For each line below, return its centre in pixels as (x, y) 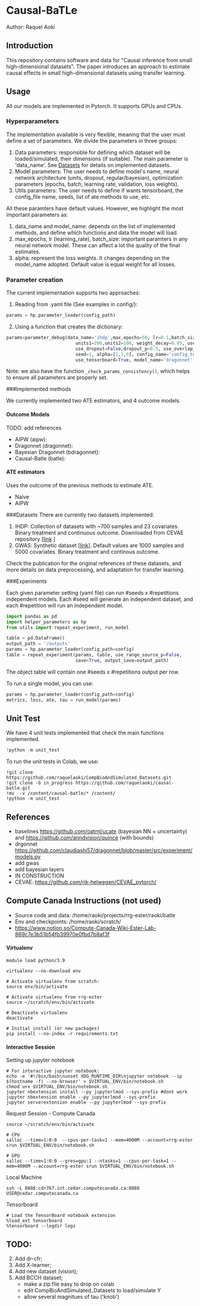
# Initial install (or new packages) (53, 1029)
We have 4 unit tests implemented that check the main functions (85, 733)
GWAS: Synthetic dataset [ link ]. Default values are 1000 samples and (99, 545)
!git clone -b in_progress (40, 783)
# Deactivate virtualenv (37, 1013)
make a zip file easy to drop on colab (69, 1284)
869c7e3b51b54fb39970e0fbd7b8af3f (62, 934)
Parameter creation (35, 279)
